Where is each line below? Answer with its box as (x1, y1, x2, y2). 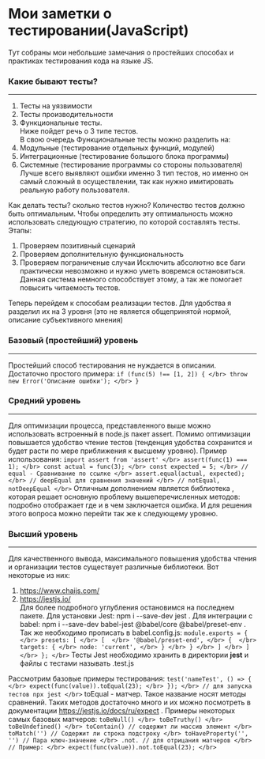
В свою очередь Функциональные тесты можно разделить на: (19, 135, 231, 145)
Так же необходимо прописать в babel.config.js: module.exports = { (19, 628, 248, 637)
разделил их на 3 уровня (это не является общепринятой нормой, (8, 307, 232, 316)
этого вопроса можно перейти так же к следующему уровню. (8, 508, 218, 518)
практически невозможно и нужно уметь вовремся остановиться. (19, 266, 246, 276)
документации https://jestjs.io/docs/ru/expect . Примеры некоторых (8, 706, 236, 716)
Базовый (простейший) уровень (8, 335, 139, 346)
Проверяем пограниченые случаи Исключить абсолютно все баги (19, 258, 246, 267)
